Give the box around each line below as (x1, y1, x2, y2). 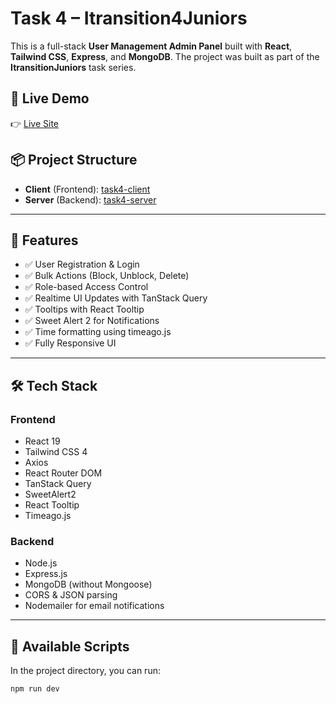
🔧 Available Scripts (10, 638, 130, 655)
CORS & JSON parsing (24, 589, 118, 601)
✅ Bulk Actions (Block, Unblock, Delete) (24, 270, 190, 282)
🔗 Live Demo (10, 90, 90, 107)
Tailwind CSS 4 (24, 446, 88, 458)
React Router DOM (24, 467, 103, 479)
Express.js (24, 568, 68, 580)
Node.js (24, 557, 58, 569)
